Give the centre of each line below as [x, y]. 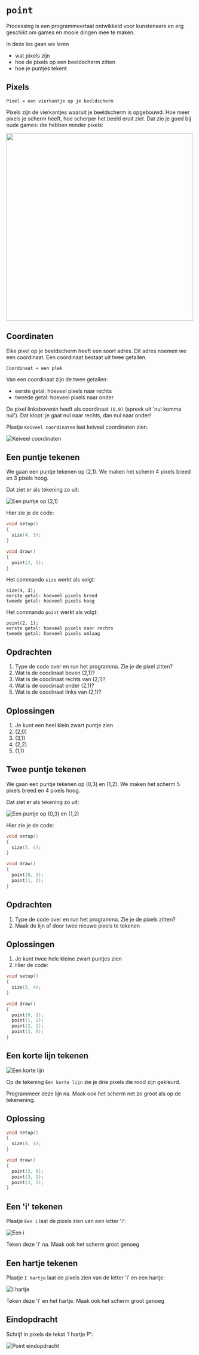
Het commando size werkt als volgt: [51, 580]
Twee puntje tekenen [46, 770]
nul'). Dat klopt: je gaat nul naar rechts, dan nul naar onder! [79, 415]
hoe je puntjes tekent [41, 68]
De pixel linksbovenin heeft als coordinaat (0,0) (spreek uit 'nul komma [94, 409]
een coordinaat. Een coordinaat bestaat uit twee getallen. [76, 357]
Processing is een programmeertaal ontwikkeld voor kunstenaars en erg [95, 26]
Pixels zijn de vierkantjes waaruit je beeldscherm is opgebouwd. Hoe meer [98, 112]
